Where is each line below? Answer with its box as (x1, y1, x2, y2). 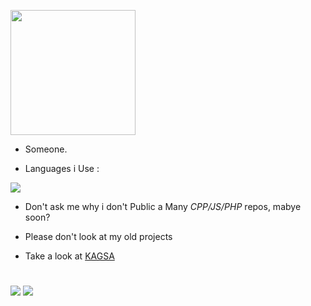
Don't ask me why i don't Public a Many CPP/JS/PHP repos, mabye (24, 201, 302, 212)
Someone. (24, 143, 68, 155)
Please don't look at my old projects (24, 231, 173, 242)
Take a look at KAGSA (24, 250, 115, 262)
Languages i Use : (24, 163, 100, 174)
